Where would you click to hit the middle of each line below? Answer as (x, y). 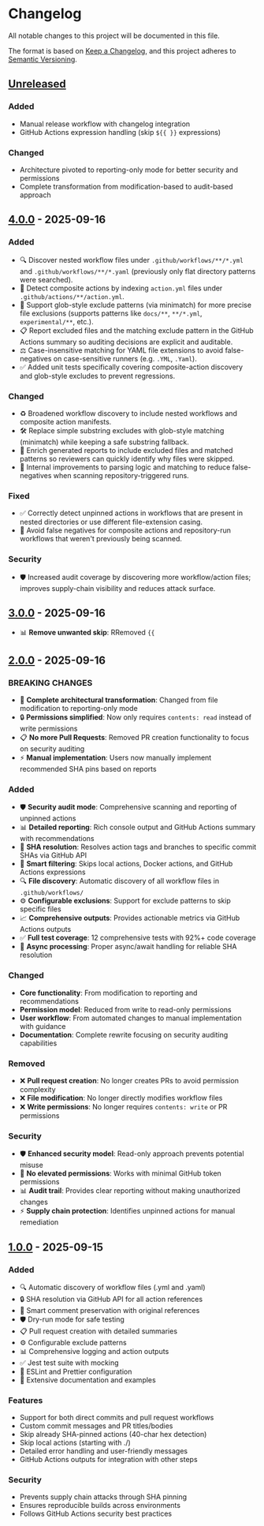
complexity (38, 1089)
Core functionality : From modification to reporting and (108, 993)
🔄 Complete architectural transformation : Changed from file (119, 700)
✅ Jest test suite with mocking (69, 1363)
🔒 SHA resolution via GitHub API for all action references (111, 1299)
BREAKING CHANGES (50, 683)
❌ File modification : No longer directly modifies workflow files (121, 1098)
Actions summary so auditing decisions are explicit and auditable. (126, 342)
